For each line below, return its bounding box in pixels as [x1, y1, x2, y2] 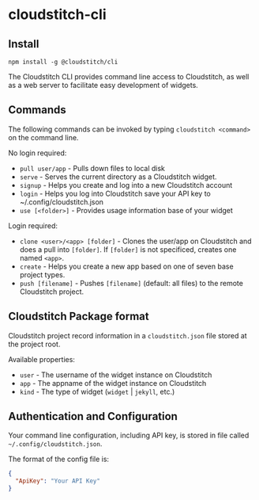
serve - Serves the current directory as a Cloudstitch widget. [19, 172, 217, 181]
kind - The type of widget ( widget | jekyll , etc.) [19, 387, 175, 396]
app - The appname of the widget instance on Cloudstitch [19, 378, 207, 387]
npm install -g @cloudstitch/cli [8, 58, 118, 66]
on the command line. [8, 132, 79, 142]
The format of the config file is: [8, 454, 109, 464]
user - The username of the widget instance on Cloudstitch [19, 370, 212, 380]
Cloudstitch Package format [8, 310, 149, 323]
